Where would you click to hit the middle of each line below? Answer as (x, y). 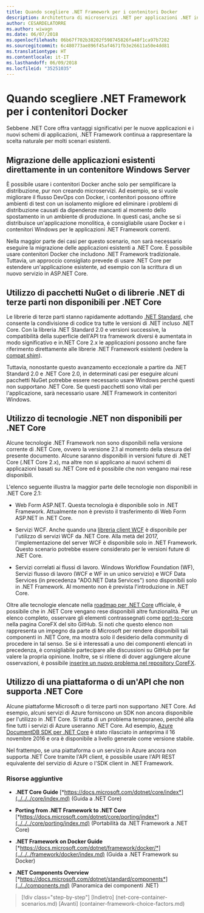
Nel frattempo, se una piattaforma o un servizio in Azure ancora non (91, 750)
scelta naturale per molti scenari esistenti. (59, 141)
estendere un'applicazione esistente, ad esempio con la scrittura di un (94, 267)
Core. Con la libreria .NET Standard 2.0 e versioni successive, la (86, 329)
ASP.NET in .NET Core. (44, 518)
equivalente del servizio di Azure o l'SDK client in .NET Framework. (90, 763)
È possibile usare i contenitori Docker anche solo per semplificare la (91, 184)
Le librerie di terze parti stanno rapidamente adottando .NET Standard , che (100, 316)
